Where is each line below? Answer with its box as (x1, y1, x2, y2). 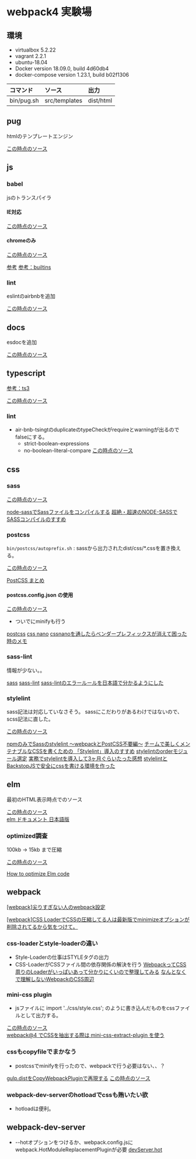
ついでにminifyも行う (15, 618, 66, 625)
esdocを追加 (6, 339, 37, 346)
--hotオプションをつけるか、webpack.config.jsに (15, 1139, 134, 1146)
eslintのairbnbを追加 (6, 293, 56, 300)
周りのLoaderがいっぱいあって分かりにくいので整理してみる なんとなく (15, 968, 187, 975)
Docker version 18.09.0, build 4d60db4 (15, 65, 109, 72)
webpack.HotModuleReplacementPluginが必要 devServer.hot (15, 1146, 163, 1153)
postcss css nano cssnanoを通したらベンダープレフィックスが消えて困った (6, 630, 187, 637)
